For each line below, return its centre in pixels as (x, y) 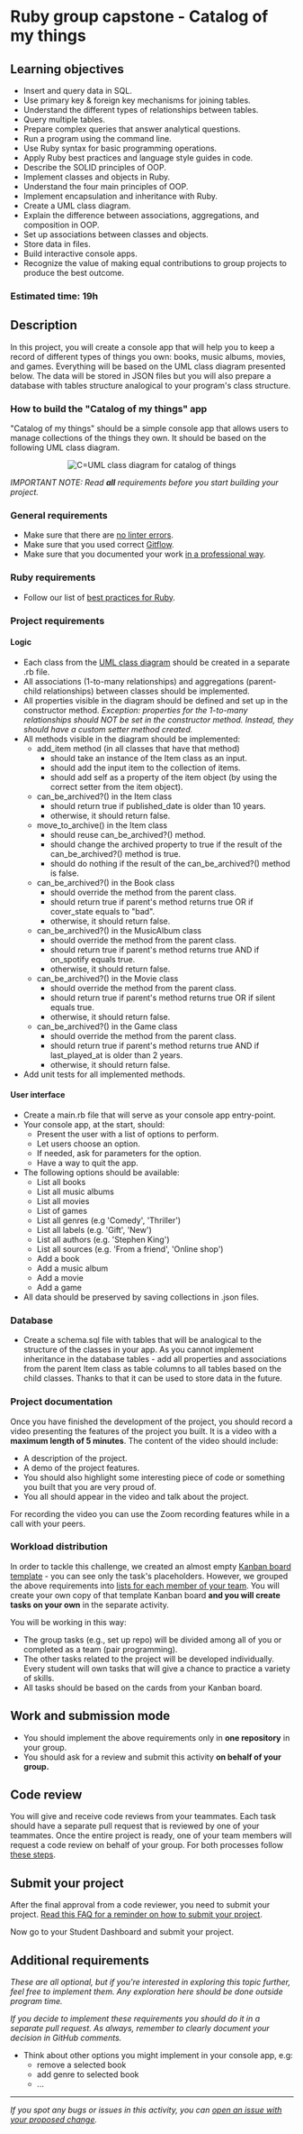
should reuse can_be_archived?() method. (128, 834)
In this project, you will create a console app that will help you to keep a (143, 347)
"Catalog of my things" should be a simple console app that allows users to (149, 428)
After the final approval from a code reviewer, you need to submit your (140, 1905)
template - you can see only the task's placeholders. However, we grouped (149, 1576)
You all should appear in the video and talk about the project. (136, 1496)
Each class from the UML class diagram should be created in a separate (156, 662)
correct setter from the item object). (116, 786)
